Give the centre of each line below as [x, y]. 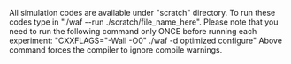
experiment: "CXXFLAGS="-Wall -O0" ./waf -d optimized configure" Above [146, 40]
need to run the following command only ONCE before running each [133, 31]
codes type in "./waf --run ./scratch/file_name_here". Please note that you [144, 22]
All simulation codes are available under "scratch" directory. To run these [142, 13]
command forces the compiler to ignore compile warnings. [116, 50]
